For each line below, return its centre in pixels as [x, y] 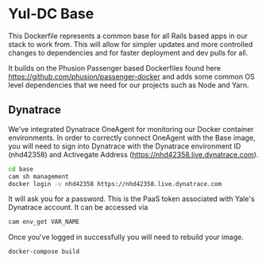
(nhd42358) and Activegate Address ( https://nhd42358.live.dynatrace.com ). [133, 154]
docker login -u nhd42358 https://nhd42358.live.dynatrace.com [115, 184]
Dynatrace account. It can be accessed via [78, 207]
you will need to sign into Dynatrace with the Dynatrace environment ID [125, 146]
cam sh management [39, 176]
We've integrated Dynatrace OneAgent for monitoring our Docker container [131, 129]
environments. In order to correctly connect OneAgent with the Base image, [132, 137]
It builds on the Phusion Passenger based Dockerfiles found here [114, 68]
